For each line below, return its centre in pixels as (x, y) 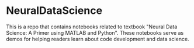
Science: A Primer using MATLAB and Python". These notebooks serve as (95, 32)
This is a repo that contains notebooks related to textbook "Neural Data (92, 27)
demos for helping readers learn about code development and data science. (98, 39)
